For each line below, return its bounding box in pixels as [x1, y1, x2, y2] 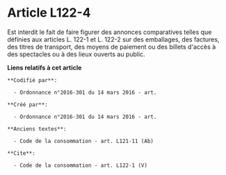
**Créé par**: [7, 101, 49, 108]
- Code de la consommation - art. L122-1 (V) [13, 162, 148, 169]
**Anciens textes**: [7, 125, 67, 133]
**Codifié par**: [7, 76, 58, 84]
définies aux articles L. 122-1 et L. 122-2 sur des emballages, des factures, [7, 35, 220, 43]
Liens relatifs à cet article [7, 63, 82, 72]
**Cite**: [7, 149, 36, 157]
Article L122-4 [7, 5, 92, 21]
